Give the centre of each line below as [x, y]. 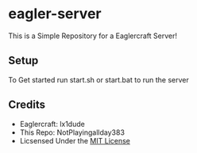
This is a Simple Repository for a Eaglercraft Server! [93, 36]
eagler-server [55, 14]
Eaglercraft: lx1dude [52, 124]
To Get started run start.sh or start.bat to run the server [98, 79]
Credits [27, 105]
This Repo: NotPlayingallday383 [72, 132]
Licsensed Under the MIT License [75, 140]
